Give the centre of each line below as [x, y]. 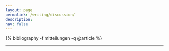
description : [19, 19]
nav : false [17, 24]
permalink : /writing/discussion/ [40, 15]
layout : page [19, 10]
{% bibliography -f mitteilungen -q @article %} [54, 38]
